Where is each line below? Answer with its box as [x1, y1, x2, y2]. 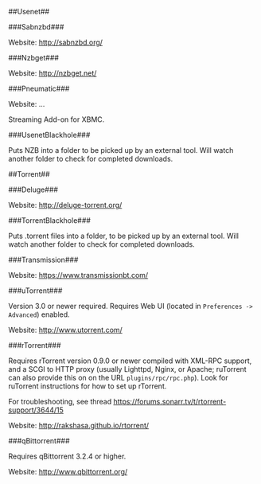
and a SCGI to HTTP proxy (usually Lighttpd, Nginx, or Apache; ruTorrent [8, 365, 247, 373]
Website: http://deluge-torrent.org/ [8, 201, 123, 209]
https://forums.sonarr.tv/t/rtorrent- [113, 397, 227, 406]
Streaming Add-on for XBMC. [8, 115, 105, 124]
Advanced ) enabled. [8, 310, 70, 319]
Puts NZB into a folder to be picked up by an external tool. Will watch [8, 146, 234, 154]
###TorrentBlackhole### [8, 216, 92, 225]
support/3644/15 [8, 405, 64, 415]
